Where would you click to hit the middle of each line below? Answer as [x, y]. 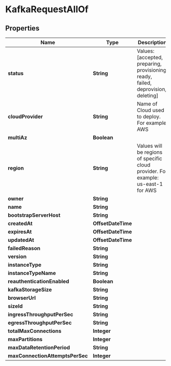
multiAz [18, 137]
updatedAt [21, 240]
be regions [150, 152]
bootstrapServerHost [34, 215]
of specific [150, 159]
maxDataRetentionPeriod [39, 347]
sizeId [15, 306]
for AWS [147, 190]
